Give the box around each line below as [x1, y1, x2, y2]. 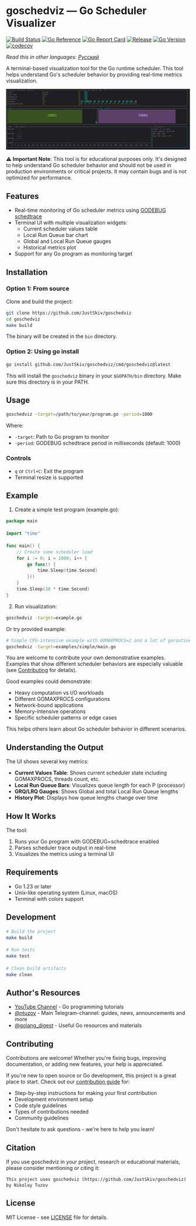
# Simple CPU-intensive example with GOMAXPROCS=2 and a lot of [6, 638, 166, 643]
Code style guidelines [14, 1102, 67, 1109]
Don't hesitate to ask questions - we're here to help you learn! [6, 1126, 155, 1133]
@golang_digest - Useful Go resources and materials [14, 1022, 142, 1029]
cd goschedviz [6, 316, 41, 322]
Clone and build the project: [6, 298, 73, 305]
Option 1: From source [6, 285, 70, 293]
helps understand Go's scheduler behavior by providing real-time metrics [6, 71, 183, 78]
